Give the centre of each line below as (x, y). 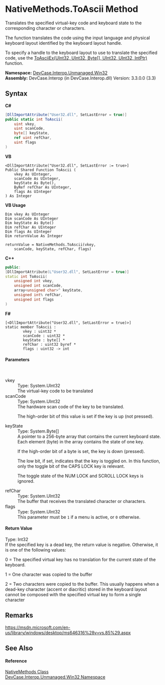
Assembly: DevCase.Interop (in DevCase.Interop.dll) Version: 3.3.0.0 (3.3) (81, 78)
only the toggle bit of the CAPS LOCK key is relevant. (71, 466)
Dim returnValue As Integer (34, 236)
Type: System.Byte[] (38, 431)
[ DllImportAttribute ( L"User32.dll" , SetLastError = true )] (67, 272)
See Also (19, 648)
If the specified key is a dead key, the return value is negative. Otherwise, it (82, 545)
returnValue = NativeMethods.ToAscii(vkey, (51, 245)
